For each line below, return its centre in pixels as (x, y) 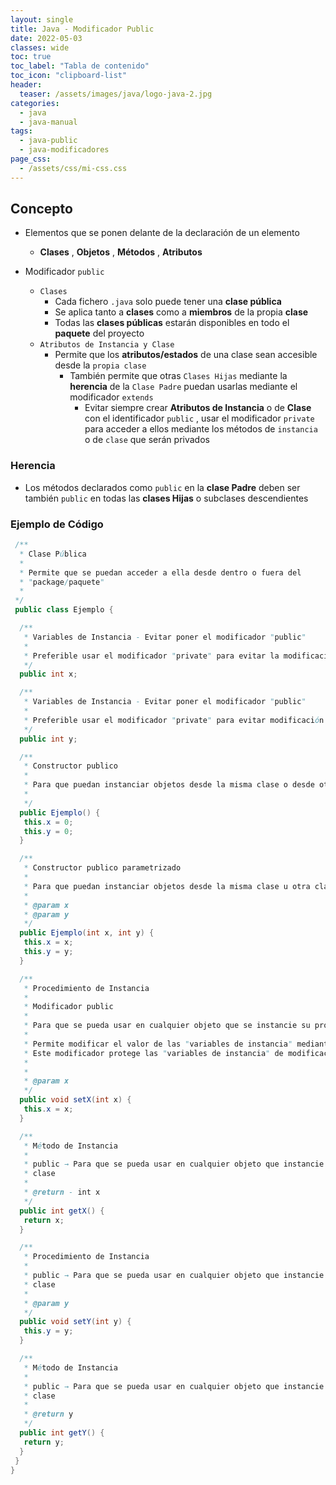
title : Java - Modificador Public (82, 29)
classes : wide (40, 47)
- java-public (48, 141)
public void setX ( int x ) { (75, 1100)
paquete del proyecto (99, 333)
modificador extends (111, 397)
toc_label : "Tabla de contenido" (80, 66)
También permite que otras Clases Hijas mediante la (178, 376)
